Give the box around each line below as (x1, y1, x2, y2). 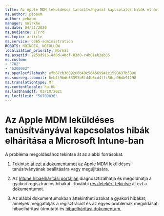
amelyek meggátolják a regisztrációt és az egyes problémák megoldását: (12, 201, 159, 207)
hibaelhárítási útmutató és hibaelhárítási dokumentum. (12, 206, 122, 212)
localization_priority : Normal (5, 48, 69, 53)
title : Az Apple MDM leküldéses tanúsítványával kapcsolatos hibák (5, 7, 145, 12)
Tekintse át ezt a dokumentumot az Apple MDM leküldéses (12, 161, 131, 167)
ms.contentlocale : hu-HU (5, 84, 56, 89)
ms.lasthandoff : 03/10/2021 (5, 89, 62, 94)
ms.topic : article (5, 35, 42, 40)
